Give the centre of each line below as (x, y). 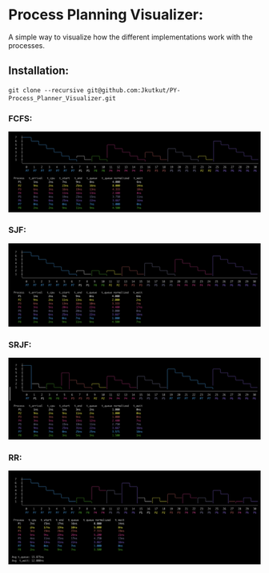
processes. (27, 45)
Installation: (39, 71)
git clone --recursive (46, 90)
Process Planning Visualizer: (106, 15)
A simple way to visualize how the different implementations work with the (131, 37)
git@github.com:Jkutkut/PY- (134, 90)
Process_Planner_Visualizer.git (62, 98)
